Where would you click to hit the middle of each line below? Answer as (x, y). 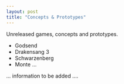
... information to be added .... (42, 76)
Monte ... (26, 64)
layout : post (22, 12)
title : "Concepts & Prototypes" (46, 17)
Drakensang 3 (32, 51)
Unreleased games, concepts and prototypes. (62, 34)
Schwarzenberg (34, 58)
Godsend (26, 46)
